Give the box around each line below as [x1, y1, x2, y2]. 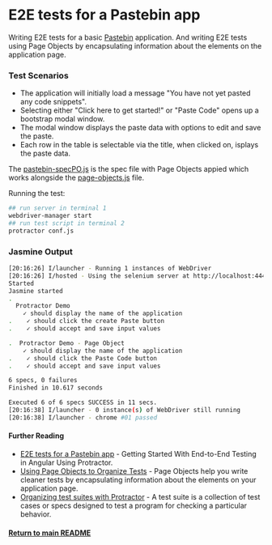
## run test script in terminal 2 [8, 219, 125, 228]
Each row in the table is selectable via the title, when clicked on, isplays [19, 140, 259, 150]
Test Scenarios [8, 70, 69, 81]
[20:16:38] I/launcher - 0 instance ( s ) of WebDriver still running [8, 407, 241, 415]
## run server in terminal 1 [8, 204, 107, 212]
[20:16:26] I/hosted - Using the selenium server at [8, 271, 190, 280]
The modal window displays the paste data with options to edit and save [19, 123, 261, 133]
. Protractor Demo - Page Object [8, 338, 125, 347]
